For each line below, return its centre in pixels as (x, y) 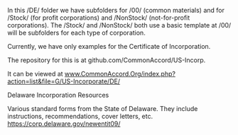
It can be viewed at (35, 74)
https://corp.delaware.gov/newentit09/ (64, 124)
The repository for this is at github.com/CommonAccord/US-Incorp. (107, 60)
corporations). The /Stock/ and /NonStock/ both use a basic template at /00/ (119, 25)
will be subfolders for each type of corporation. (76, 33)
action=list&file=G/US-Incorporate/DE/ (64, 81)
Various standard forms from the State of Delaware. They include (103, 108)
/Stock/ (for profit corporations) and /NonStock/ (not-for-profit (99, 18)
